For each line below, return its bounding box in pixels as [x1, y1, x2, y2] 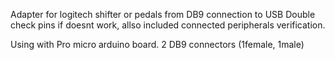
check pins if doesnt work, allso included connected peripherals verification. [10, 19, 326, 31]
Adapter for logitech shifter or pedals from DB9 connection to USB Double [10, 9, 316, 20]
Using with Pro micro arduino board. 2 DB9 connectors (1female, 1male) [10, 39, 305, 50]
